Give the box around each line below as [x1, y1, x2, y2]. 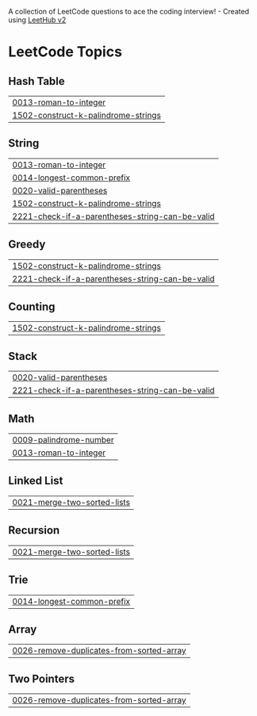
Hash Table [8, 75, 65, 88]
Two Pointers [8, 672, 75, 685]
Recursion [8, 523, 60, 538]
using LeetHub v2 [8, 15, 67, 25]
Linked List [8, 474, 63, 488]
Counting [8, 301, 56, 314]
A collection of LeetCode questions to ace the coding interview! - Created [8, 7, 250, 16]
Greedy [8, 238, 46, 251]
